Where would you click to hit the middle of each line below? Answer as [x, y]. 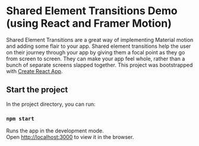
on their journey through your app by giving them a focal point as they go [96, 52]
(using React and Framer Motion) [89, 23]
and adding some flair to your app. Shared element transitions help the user [99, 46]
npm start [20, 119]
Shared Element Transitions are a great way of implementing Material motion [100, 40]
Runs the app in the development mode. [55, 131]
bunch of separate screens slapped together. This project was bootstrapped [99, 65]
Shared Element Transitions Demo [92, 11]
